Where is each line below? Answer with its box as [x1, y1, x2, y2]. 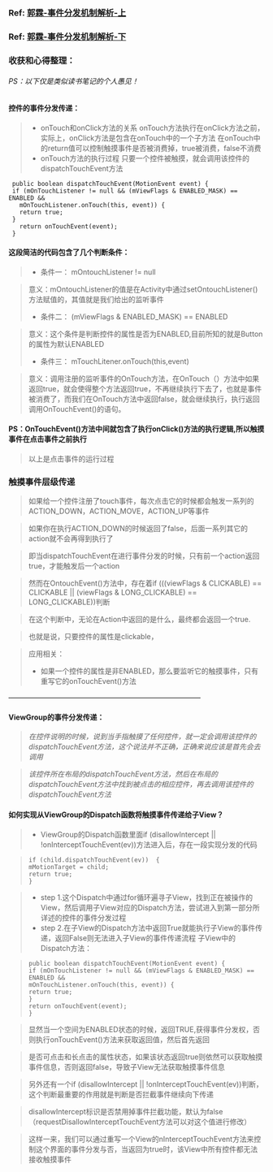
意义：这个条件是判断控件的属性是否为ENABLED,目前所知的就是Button [28, 329, 263, 339]
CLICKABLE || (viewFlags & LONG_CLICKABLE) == [28, 587, 197, 598]
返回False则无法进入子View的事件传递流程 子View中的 [54, 932, 236, 943]
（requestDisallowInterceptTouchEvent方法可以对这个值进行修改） [28, 1117, 252, 1127]
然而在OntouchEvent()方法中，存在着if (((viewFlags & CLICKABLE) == [28, 578, 262, 588]
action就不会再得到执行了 [28, 534, 114, 543]
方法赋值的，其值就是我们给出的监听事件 [28, 294, 164, 304]
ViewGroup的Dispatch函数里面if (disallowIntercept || [40, 829, 217, 839]
